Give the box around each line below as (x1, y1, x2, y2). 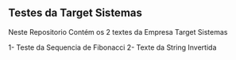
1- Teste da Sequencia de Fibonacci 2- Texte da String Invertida (8, 43, 217, 52)
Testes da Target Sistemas (8, 6, 143, 20)
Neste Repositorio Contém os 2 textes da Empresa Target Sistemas (8, 27, 228, 36)
